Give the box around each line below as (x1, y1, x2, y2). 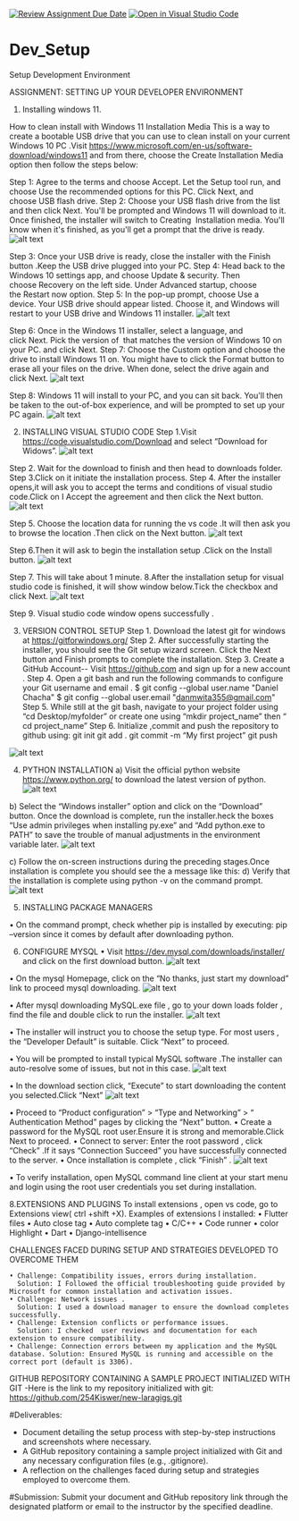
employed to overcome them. (21, 1474, 131, 1484)
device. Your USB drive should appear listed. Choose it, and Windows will (9, 298, 279, 308)
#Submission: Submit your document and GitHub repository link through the (9, 1491, 288, 1502)
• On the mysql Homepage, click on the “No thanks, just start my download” (9, 973, 289, 984)
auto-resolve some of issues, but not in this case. (9, 1062, 191, 1073)
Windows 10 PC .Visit (9, 139, 87, 151)
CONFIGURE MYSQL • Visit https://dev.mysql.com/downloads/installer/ (21, 946, 286, 957)
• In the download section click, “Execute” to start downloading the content (9, 1080, 287, 1091)
